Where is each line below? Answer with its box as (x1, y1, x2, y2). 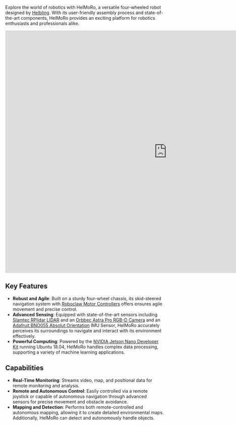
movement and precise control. (12, 306, 78, 312)
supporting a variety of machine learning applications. (12, 349, 125, 355)
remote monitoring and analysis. (12, 383, 80, 389)
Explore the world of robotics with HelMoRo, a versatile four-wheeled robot (5, 5, 161, 10)
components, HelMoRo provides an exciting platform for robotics (21, 15, 155, 21)
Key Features (5, 282, 48, 291)
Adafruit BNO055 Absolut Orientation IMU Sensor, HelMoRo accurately (12, 322, 160, 328)
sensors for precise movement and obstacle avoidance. (12, 399, 129, 405)
